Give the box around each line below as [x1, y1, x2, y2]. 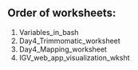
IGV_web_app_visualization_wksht [18, 52, 130, 62]
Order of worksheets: [7, 6, 116, 20]
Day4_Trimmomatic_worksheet [18, 36, 120, 45]
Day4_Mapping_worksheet [18, 44, 107, 54]
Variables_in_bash [18, 27, 79, 37]
